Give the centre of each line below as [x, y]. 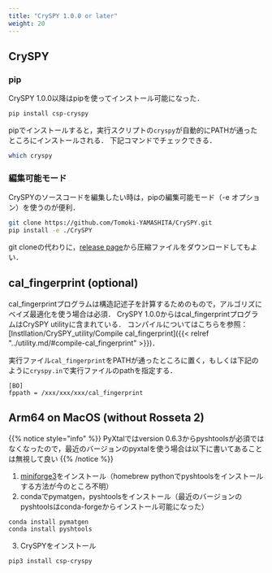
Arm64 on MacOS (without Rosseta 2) [106, 418]
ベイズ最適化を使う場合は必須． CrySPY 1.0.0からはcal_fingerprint [119, 314]
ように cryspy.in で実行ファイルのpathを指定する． [93, 370]
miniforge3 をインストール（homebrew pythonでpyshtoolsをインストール [142, 475]
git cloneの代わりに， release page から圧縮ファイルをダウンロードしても [130, 247]
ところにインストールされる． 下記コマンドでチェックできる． [112, 141]
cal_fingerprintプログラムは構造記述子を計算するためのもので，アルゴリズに [135, 304]
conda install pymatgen [49, 522]
